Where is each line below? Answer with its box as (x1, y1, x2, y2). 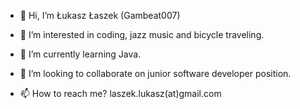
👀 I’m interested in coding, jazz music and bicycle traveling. (19, 29, 265, 40)
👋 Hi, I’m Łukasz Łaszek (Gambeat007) (19, 10, 181, 21)
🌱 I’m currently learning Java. (19, 48, 142, 60)
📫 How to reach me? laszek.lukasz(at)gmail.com (19, 88, 222, 99)
